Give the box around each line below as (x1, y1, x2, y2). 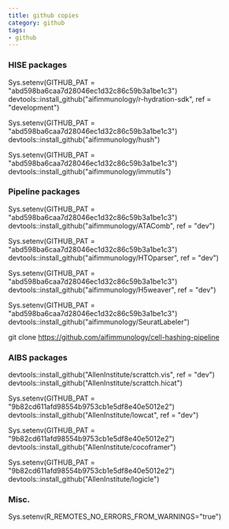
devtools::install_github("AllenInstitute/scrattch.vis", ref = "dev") (8, 370, 215, 379)
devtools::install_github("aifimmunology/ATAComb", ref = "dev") (8, 221, 215, 230)
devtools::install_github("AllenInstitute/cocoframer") (8, 442, 176, 452)
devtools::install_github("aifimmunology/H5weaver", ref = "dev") (8, 285, 216, 294)
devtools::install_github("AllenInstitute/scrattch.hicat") (8, 378, 183, 388)
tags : (8, 26, 26, 34)
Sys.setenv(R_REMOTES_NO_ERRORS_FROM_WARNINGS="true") (8, 512, 222, 521)
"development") (8, 102, 60, 112)
